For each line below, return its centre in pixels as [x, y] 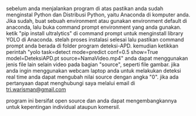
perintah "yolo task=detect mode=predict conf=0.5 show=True [82, 52]
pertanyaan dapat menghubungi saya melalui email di [71, 83]
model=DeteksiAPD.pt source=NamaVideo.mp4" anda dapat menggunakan [97, 58]
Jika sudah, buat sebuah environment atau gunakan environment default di [97, 21]
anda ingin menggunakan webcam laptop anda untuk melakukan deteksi [94, 71]
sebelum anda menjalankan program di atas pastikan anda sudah [85, 8]
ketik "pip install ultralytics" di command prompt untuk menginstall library [95, 33]
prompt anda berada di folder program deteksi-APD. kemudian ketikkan [92, 46]
